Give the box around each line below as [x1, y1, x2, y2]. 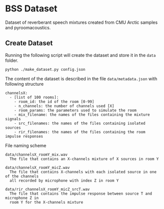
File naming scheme [5, 142, 46, 149]
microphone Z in [5, 195, 39, 201]
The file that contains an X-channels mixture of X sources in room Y [9, 157, 159, 161]
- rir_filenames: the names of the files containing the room [14, 129, 146, 134]
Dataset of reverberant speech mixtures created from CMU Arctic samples [5, 19, 158, 25]
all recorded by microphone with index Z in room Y [9, 178, 119, 183]
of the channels [5, 174, 39, 179]
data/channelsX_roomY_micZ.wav [5, 165, 70, 170]
